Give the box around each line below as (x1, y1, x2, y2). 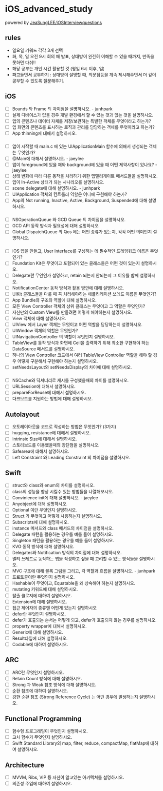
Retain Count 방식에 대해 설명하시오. (12, 675, 83, 681)
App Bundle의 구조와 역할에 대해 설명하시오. (12, 297, 97, 303)
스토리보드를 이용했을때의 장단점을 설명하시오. (12, 442, 100, 448)
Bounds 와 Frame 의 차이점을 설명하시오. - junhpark (12, 106, 113, 112)
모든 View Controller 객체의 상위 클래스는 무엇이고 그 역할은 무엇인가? (12, 303, 145, 309)
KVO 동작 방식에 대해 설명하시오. (12, 544, 74, 549)
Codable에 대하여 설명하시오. (12, 642, 68, 647)
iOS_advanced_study (5, 3, 93, 15)
